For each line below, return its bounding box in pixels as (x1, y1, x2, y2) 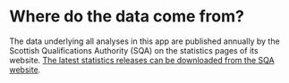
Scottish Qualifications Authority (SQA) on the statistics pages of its (9, 45, 259, 55)
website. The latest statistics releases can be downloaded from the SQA (9, 54, 275, 65)
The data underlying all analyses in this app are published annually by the (9, 36, 280, 46)
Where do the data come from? (9, 6, 244, 27)
